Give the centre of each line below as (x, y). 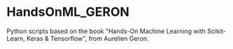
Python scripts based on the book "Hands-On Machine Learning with (106, 31)
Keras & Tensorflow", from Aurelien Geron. (87, 38)
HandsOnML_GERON (68, 12)
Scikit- (216, 31)
